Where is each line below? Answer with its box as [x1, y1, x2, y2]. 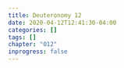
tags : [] [8, 33, 37, 41]
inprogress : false [8, 48, 68, 55]
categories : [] [8, 26, 58, 34]
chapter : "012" [8, 41, 58, 48]
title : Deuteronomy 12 [8, 11, 82, 20]
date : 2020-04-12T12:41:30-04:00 [8, 19, 117, 27]
